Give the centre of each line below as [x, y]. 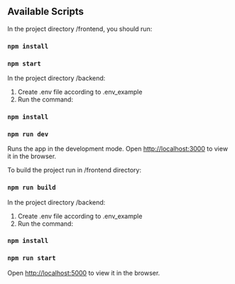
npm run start [32, 258]
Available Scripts [45, 12]
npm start [24, 64]
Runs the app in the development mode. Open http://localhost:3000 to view [118, 149]
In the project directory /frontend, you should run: [80, 28]
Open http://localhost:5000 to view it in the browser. [84, 273]
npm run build [32, 188]
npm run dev [28, 134]
